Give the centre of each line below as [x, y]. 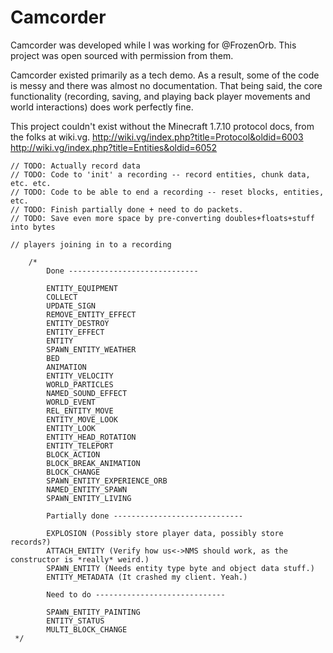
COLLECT [62, 297]
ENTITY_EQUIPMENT [82, 288]
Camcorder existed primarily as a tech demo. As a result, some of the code [165, 75]
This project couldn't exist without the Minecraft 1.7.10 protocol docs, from [162, 126]
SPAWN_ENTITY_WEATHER [91, 349]
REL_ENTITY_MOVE [80, 411]
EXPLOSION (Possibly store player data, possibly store [165, 533]
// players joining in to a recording [91, 244]
